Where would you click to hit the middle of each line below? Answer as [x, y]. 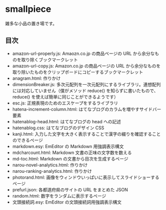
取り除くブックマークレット [49, 59]
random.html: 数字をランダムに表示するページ [59, 196]
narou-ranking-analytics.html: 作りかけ [52, 171]
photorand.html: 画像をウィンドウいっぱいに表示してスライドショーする [86, 177]
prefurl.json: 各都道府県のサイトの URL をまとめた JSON [70, 190]
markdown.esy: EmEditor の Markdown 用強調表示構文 [68, 146]
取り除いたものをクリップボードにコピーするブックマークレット [78, 72]
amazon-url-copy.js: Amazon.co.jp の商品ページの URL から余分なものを [86, 66]
